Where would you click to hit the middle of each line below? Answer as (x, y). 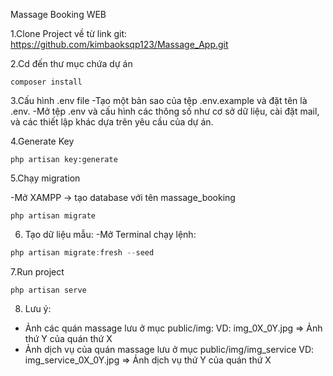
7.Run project (37, 271)
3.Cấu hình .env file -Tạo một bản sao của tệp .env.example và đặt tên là (159, 100)
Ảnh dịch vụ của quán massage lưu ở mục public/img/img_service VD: (169, 349)
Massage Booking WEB (58, 14)
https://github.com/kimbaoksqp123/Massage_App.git (119, 44)
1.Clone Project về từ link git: (69, 33)
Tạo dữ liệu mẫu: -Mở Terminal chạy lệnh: (110, 234)
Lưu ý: (38, 308)
